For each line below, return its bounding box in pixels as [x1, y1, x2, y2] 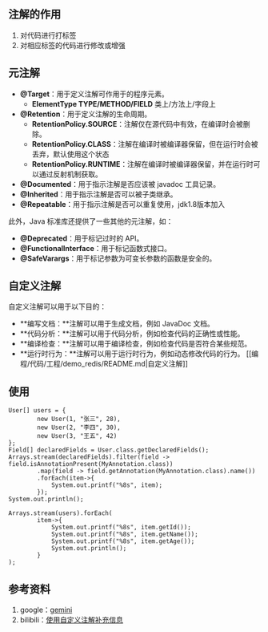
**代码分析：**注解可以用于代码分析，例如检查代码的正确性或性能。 [19, 329, 245, 338]
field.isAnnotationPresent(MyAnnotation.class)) [8, 460, 174, 468]
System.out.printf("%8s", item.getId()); [50, 524, 192, 532]
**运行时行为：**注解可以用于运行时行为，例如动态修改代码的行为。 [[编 [19, 349, 259, 359]
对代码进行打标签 [19, 30, 77, 40]
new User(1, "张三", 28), [37, 415, 122, 423]
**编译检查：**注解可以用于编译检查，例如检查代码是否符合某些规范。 [19, 339, 252, 349]
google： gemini [19, 605, 73, 615]
